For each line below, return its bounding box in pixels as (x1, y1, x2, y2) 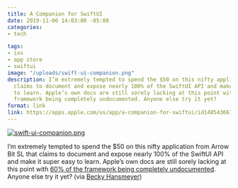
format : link (7, 102, 46, 110)
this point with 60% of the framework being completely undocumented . (7, 165, 216, 173)
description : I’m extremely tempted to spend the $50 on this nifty (7, 76, 214, 83)
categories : (7, 23, 42, 31)
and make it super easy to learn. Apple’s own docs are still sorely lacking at (7, 157, 227, 165)
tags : (7, 43, 23, 50)
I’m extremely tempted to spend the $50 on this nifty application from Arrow (7, 142, 229, 150)
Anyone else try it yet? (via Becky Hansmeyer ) (7, 172, 142, 181)
